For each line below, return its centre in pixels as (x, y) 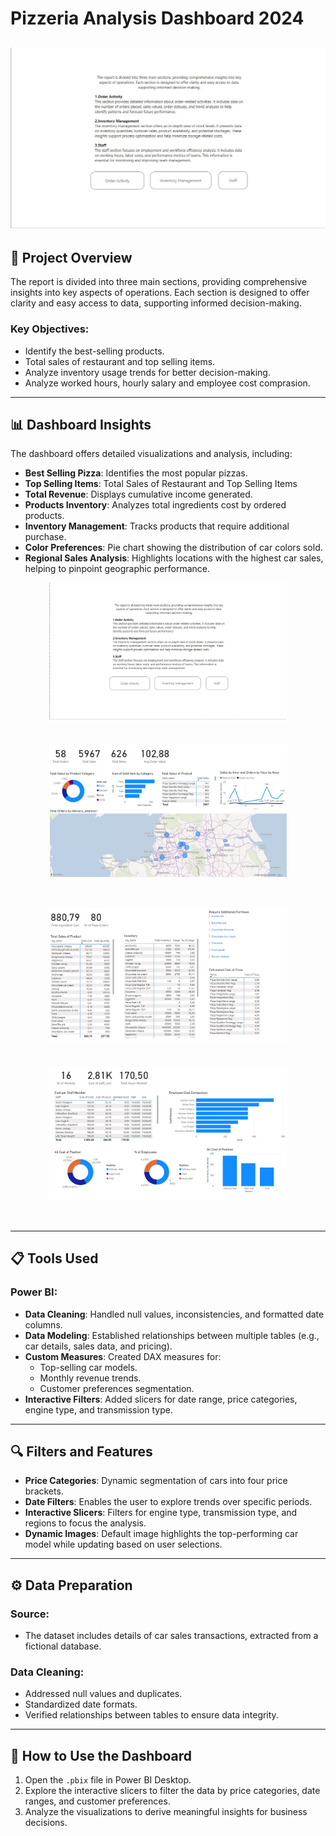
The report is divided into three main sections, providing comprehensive (159, 282)
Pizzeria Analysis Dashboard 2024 (157, 18)
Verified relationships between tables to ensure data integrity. (151, 1715)
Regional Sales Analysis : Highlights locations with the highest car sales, (174, 558)
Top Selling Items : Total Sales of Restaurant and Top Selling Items (161, 484)
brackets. (44, 1491)
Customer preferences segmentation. (117, 1388)
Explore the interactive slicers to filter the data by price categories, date (172, 1791)
